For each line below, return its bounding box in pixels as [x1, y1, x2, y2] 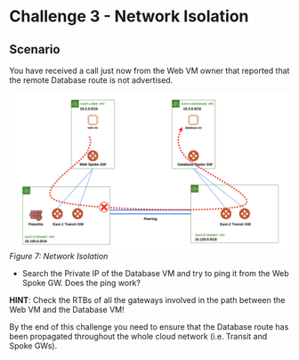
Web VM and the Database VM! [9, 304, 125, 315]
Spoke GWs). [9, 340, 58, 351]
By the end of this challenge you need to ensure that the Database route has [9, 321, 289, 331]
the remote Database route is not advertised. [9, 75, 174, 86]
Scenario [9, 42, 61, 57]
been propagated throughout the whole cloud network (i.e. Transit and [9, 331, 268, 341]
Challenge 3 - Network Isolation [9, 6, 249, 27]
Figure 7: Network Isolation [9, 250, 109, 261]
